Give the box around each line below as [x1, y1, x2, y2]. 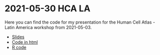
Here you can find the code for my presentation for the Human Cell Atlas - [4, 19, 155, 25]
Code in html [11, 39, 38, 45]
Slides [11, 34, 25, 40]
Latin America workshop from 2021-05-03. [4, 24, 92, 30]
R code [11, 44, 27, 50]
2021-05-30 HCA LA [4, 3, 91, 14]
